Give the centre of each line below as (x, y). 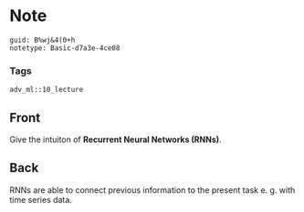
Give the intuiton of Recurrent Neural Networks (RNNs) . (115, 140)
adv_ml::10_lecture (47, 90)
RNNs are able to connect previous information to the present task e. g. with (152, 190)
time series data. (41, 199)
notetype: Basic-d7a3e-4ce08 (65, 48)
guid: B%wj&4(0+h (42, 40)
